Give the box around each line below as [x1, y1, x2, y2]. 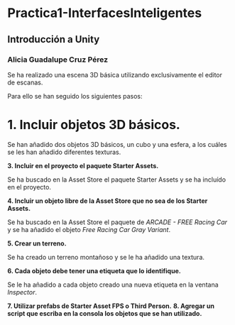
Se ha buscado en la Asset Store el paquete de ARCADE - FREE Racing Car [7, 218, 228, 226]
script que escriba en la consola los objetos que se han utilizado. [7, 309, 202, 317]
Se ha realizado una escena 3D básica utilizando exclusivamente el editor [7, 70, 222, 79]
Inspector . [7, 287, 38, 296]
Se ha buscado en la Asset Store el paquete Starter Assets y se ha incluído [7, 175, 226, 184]
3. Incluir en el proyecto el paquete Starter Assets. [7, 161, 159, 170]
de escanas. [7, 78, 43, 87]
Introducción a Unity [7, 33, 100, 45]
